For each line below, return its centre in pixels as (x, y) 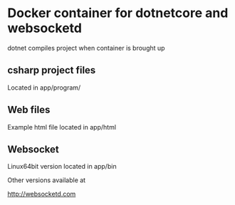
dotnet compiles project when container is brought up (86, 48)
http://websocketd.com (42, 194)
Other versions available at (47, 180)
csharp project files (52, 70)
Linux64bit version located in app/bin (62, 167)
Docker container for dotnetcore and (118, 13)
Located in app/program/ (44, 88)
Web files (29, 110)
